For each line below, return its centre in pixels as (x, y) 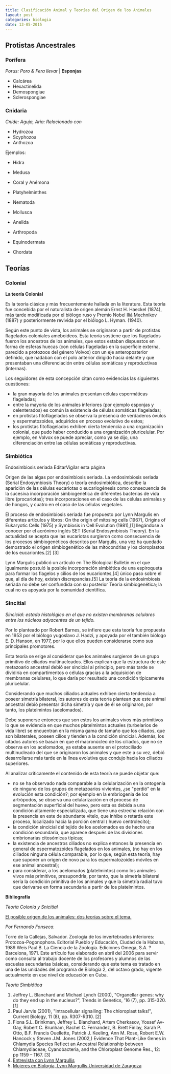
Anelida (21, 222)
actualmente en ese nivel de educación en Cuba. (57, 975)
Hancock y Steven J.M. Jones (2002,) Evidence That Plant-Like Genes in (89, 1038)
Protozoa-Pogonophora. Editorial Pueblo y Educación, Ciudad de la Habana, (85, 942)
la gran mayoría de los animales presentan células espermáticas (80, 394)
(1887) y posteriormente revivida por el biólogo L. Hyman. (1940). (74, 320)
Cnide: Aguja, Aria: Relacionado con (44, 122)
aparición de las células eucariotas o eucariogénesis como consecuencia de (86, 488)
